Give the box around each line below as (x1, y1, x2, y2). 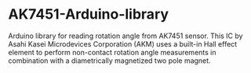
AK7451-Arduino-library (8, 5, 169, 23)
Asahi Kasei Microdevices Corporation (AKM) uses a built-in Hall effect (8, 39, 238, 48)
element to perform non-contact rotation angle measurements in (8, 47, 216, 57)
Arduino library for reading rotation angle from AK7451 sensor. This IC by (8, 31, 243, 40)
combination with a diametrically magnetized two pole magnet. (8, 56, 211, 65)
